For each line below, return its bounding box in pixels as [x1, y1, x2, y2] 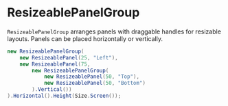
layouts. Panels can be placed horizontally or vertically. [7, 34, 163, 42]
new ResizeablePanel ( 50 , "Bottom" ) [43, 80, 146, 87]
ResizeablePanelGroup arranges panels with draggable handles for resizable [7, 27, 222, 36]
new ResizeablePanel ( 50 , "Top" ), [43, 73, 139, 80]
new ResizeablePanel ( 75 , [19, 60, 91, 68]
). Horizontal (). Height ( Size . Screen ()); [7, 92, 122, 100]
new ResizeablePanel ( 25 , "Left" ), [19, 54, 118, 61]
